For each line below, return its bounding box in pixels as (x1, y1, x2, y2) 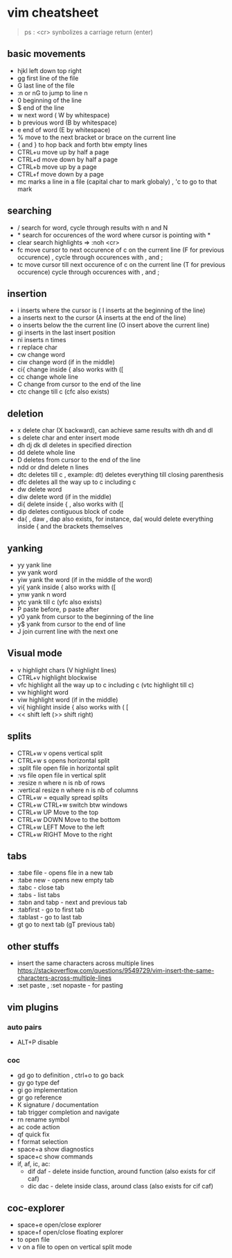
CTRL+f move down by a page (17, 170, 104, 178)
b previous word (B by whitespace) (17, 118, 118, 127)
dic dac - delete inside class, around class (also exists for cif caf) (27, 1182, 213, 1191)
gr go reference (17, 1093, 62, 1102)
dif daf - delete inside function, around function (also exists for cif (27, 1167, 216, 1176)
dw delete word (17, 485, 62, 494)
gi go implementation (17, 1086, 78, 1095)
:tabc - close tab (17, 883, 64, 892)
